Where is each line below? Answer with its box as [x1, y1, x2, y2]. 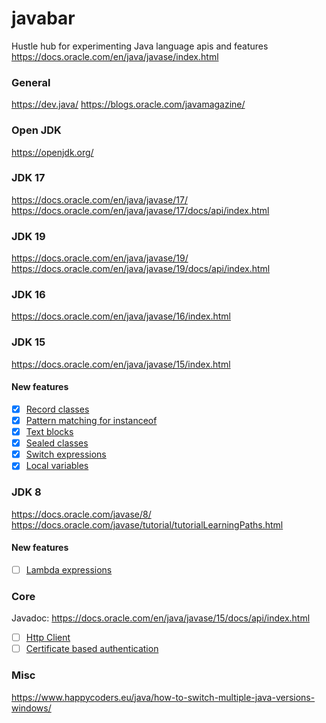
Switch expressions [25, 448, 107, 461]
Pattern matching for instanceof [25, 414, 158, 426]
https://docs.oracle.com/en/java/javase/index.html [11, 50, 219, 62]
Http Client [25, 632, 71, 644]
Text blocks [25, 426, 74, 438]
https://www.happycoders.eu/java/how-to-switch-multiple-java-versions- [11, 691, 316, 703]
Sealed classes [25, 437, 89, 449]
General [11, 75, 51, 89]
